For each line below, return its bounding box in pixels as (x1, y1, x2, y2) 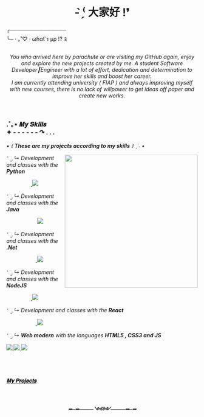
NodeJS (6, 282, 27, 289)
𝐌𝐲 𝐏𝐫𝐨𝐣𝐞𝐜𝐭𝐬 (6, 377, 37, 384)
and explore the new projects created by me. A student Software (21, 59, 183, 67)
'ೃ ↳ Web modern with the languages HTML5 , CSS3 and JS (6, 332, 161, 339)
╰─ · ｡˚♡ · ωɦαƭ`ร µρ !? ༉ (6, 35, 67, 43)
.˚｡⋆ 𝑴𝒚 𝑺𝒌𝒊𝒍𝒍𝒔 (6, 120, 47, 128)
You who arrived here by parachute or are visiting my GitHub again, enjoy (9, 53, 195, 60)
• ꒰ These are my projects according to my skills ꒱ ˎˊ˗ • (6, 142, 145, 150)
